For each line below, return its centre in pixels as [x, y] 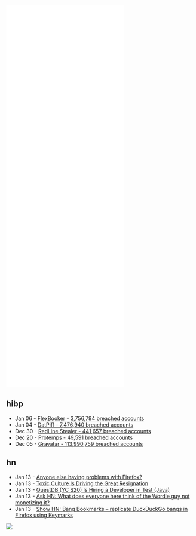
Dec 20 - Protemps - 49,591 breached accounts [74, 437]
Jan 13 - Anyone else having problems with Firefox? [78, 477]
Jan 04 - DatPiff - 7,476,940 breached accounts [74, 425]
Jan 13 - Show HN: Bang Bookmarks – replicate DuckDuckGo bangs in [101, 509]
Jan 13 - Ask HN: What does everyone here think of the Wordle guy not [102, 496]
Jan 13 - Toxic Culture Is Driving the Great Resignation [81, 483]
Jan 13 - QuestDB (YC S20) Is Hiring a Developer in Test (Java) [92, 489]
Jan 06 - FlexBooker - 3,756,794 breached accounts [79, 418]
